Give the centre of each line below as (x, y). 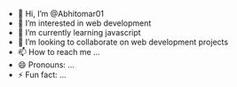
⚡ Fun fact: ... (42, 75)
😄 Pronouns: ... (46, 65)
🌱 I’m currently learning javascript (79, 32)
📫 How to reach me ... (59, 52)
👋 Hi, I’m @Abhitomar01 (61, 14)
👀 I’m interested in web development (84, 23)
